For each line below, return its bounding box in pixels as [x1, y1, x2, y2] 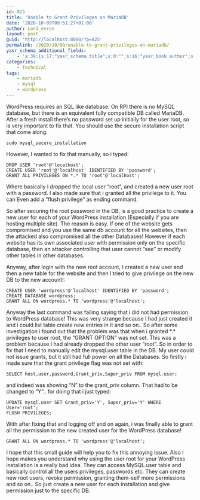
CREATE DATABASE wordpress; [6, 292, 76, 299]
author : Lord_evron [6, 25, 55, 32]
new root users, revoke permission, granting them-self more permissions [6, 474, 186, 481]
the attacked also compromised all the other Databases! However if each [6, 233, 185, 240]
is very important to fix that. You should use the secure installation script [6, 122, 184, 129]
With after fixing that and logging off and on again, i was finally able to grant [6, 420, 193, 428]
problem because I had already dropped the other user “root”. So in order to [6, 340, 193, 347]
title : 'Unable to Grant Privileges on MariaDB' [6, 14, 130, 20]
